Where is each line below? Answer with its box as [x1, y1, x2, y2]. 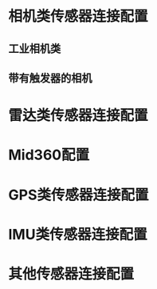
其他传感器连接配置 [8, 265, 135, 283]
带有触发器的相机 [8, 71, 92, 85]
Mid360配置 [8, 146, 90, 164]
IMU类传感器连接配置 [8, 225, 147, 243]
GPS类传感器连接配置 [8, 186, 149, 204]
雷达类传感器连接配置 [8, 106, 149, 125]
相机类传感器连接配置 [8, 7, 149, 26]
